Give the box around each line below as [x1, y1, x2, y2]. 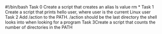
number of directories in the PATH [5, 24, 73, 30]
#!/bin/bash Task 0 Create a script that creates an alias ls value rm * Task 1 [5, 4, 154, 10]
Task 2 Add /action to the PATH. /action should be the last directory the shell [5, 14, 157, 20]
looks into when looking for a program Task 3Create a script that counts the [5, 19, 156, 25]
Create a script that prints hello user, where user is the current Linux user [5, 9, 151, 15]
